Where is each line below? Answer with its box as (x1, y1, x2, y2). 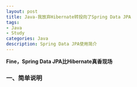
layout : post (6, 8, 38, 15)
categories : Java (6, 36, 49, 41)
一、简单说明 (6, 74, 43, 82)
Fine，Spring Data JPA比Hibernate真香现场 (6, 58, 113, 65)
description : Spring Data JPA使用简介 (6, 41, 98, 47)
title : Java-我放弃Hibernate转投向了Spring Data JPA (6, 14, 131, 20)
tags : (6, 19, 19, 25)
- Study (6, 30, 25, 36)
